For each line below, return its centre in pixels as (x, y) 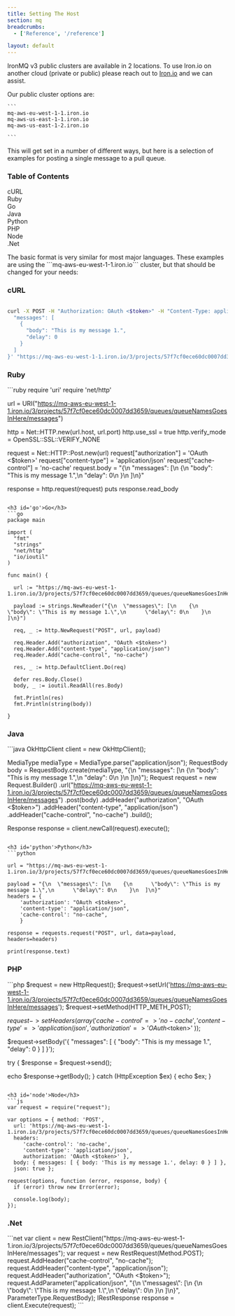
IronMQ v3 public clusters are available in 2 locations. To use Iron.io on (109, 66)
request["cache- (191, 460)
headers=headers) (33, 940)
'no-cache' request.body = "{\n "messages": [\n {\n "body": (126, 468)
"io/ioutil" (31, 557)
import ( (20, 533)
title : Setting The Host (43, 14)
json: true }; (34, 1168)
